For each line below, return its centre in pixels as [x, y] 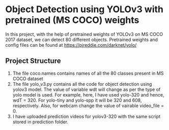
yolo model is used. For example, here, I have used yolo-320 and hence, [88, 94]
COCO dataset [28, 78]
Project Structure [33, 61]
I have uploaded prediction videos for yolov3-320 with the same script [87, 116]
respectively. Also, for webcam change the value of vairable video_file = [88, 106]
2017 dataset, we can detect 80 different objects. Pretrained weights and [81, 40]
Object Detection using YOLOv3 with [84, 9]
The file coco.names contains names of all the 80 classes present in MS [88, 73]
